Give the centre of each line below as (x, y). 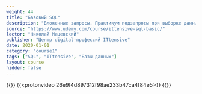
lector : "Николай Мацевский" (43, 34)
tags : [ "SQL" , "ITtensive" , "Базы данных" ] (62, 57)
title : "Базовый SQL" (33, 17)
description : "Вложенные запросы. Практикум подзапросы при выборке (94, 23)
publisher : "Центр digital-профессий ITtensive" (68, 40)
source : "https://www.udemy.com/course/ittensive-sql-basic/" (86, 29)
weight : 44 (20, 12)
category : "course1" (32, 51)
